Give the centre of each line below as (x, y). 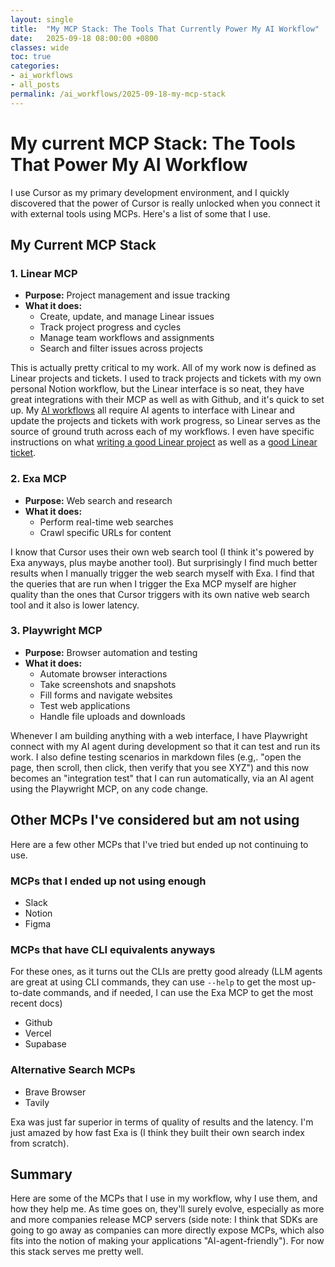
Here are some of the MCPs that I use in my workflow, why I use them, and (164, 1198)
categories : (35, 66)
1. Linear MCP (44, 273)
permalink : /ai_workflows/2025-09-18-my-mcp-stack (118, 94)
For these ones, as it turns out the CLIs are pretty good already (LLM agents (166, 972)
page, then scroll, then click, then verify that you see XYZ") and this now (160, 767)
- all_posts (35, 85)
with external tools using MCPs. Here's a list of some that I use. (140, 213)
